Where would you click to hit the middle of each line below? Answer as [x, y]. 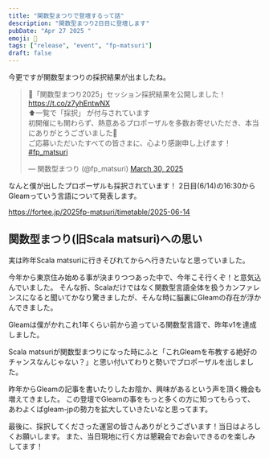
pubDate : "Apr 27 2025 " [50, 31]
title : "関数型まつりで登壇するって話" [66, 16]
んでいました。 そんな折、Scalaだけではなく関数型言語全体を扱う [117, 287]
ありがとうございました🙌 [76, 133]
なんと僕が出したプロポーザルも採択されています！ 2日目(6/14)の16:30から [132, 186]
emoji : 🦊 [23, 38]
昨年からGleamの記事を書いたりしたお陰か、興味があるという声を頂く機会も [135, 389]
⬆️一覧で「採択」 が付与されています [89, 113]
